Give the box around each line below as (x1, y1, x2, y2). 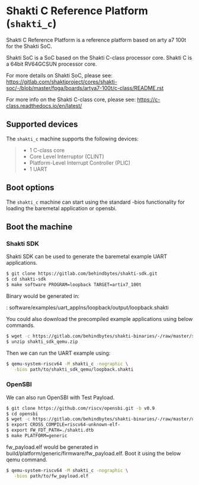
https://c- (137, 96, 161, 103)
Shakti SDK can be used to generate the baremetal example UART (6, 253, 168, 260)
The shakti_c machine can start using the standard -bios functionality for (6, 198, 185, 205)
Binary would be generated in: (6, 292, 80, 300)
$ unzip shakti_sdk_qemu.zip (6, 339, 78, 345)
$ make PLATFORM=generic (6, 433, 68, 439)
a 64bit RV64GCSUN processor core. (6, 60, 97, 68)
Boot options (6, 182, 54, 193)
